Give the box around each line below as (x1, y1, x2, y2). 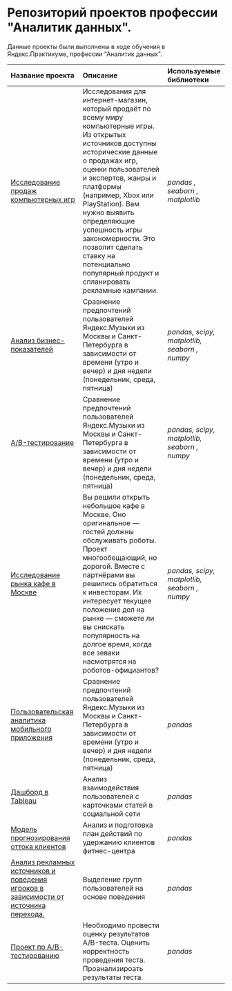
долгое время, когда (82, 639, 152, 648)
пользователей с (82, 791, 139, 801)
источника (10, 900, 46, 910)
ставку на (82, 251, 116, 260)
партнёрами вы (82, 570, 135, 579)
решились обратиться (82, 579, 157, 588)
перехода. (10, 909, 45, 918)
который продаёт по (82, 104, 151, 113)
